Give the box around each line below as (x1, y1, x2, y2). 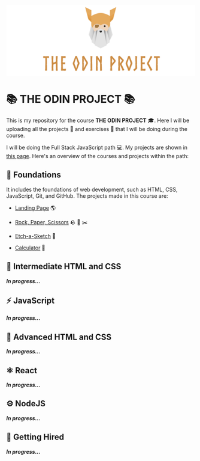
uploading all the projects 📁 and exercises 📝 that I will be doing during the (6, 125, 187, 132)
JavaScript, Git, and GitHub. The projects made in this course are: (6, 192, 169, 200)
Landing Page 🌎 (14, 204, 56, 212)
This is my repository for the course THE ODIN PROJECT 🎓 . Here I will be (6, 117, 190, 124)
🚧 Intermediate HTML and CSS (6, 261, 122, 272)
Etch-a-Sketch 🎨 (14, 232, 56, 239)
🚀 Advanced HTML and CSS (6, 332, 112, 342)
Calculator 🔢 (14, 244, 46, 251)
